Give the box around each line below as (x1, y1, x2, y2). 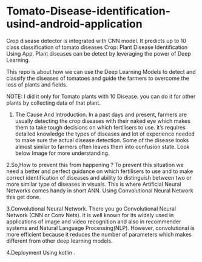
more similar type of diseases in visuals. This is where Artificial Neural (6, 180, 181, 188)
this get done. (6, 193, 41, 200)
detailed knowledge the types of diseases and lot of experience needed (15, 130, 195, 137)
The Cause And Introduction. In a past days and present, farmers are (15, 111, 187, 118)
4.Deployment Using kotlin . (6, 249, 76, 256)
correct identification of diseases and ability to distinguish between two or (6, 174, 192, 181)
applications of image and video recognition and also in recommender (6, 218, 181, 225)
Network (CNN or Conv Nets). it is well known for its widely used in (6, 211, 174, 218)
